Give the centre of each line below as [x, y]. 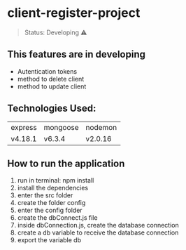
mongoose [61, 127]
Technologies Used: [52, 108]
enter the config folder [50, 210]
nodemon [101, 127]
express [24, 127]
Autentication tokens [47, 71]
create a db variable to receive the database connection [98, 232]
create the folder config [51, 203]
